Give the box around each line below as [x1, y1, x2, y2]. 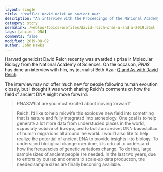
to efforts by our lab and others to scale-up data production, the [16, 156, 145, 162]
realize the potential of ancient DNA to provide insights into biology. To [16, 136, 158, 142]
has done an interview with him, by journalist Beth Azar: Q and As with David [5, 66, 158, 72]
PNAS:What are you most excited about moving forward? [16, 100, 131, 106]
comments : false [5, 34, 38, 39]
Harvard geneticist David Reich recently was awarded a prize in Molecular [5, 56, 153, 62]
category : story [5, 20, 38, 26]
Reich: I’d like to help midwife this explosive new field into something [16, 110, 154, 116]
